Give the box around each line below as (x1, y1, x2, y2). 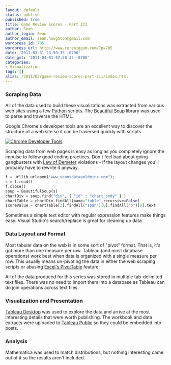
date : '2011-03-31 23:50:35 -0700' (5, 50, 81, 55)
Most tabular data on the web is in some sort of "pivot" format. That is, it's (5, 242, 161, 248)
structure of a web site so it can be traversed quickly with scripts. (5, 129, 142, 135)
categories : (5, 60, 31, 65)
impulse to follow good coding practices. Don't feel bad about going (5, 154, 148, 160)
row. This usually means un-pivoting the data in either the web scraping (5, 258, 156, 264)
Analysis (5, 337, 28, 345)
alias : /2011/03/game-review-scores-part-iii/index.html (5, 74, 129, 79)
